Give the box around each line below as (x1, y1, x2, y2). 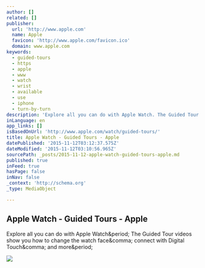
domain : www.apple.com (12, 44, 70, 50)
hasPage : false (6, 169, 45, 175)
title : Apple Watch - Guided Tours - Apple (6, 134, 120, 141)
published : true (6, 157, 48, 163)
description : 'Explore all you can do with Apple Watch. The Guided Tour (6, 112, 199, 118)
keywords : (6, 49, 32, 55)
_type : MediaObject (6, 186, 56, 192)
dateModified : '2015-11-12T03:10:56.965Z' (6, 145, 117, 152)
